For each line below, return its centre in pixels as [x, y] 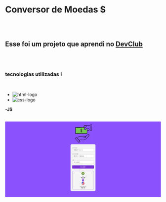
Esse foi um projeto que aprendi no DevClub [74, 44]
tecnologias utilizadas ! [34, 74]
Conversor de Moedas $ [56, 10]
